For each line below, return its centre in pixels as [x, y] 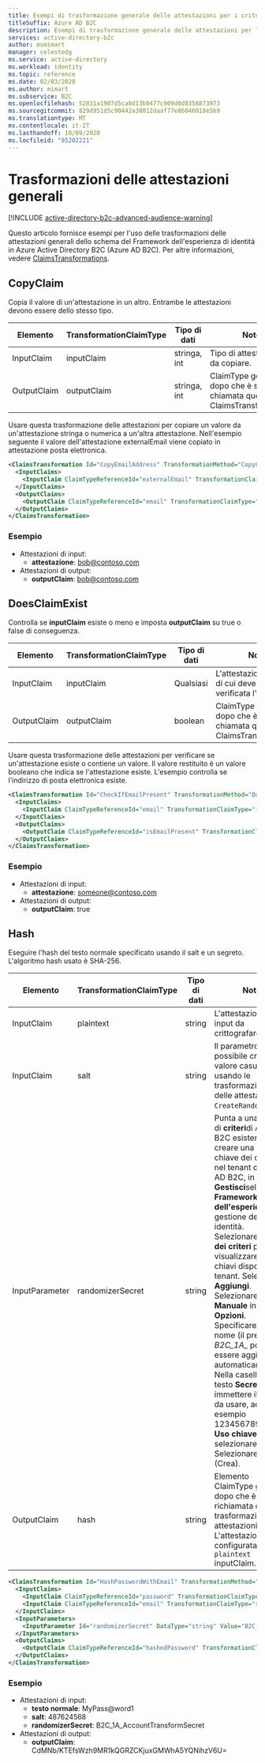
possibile [231, 1056]
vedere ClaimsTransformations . [59, 258]
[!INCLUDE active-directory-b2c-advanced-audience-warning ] [110, 218]
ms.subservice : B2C [40, 96]
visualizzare [236, 1256]
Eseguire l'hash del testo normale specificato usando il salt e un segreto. [126, 953]
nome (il [229, 1335]
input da [229, 1023]
